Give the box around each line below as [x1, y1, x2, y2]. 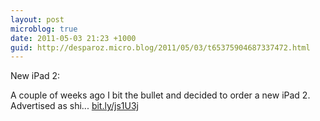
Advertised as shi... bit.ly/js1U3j [10, 100, 139, 112]
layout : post [10, 14, 65, 25]
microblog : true [10, 24, 78, 34]
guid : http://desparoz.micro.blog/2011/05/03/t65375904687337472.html [10, 42, 311, 53]
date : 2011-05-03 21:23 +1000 [10, 33, 137, 43]
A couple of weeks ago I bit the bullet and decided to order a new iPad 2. [10, 89, 311, 101]
